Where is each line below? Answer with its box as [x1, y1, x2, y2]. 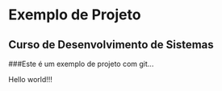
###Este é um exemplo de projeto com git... [8, 59, 154, 68]
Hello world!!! [8, 75, 52, 84]
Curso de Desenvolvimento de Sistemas [8, 38, 214, 52]
